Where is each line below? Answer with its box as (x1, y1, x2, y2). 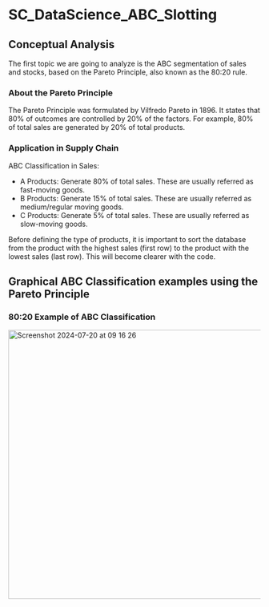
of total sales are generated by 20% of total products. (8, 123, 186, 132)
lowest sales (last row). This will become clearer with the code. (8, 251, 216, 261)
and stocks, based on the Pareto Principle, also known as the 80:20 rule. (8, 67, 248, 77)
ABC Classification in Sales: (8, 160, 100, 170)
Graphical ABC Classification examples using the (8, 274, 259, 288)
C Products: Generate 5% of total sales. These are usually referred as (19, 210, 250, 220)
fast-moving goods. (19, 184, 86, 194)
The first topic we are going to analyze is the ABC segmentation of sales (8, 59, 247, 68)
